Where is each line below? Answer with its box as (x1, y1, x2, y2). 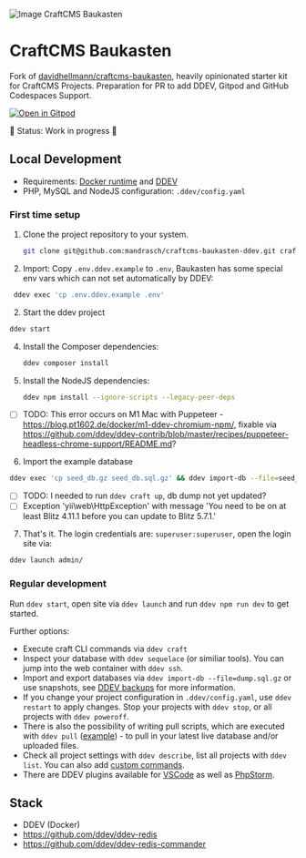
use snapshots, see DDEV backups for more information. (22, 681, 237, 692)
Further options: (9, 625, 70, 637)
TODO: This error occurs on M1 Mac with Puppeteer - (22, 409, 224, 420)
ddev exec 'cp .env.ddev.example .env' (13, 290, 166, 300)
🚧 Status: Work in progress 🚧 (9, 125, 117, 136)
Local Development (9, 151, 122, 168)
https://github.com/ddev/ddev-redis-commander (22, 839, 207, 850)
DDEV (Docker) (22, 820, 80, 831)
